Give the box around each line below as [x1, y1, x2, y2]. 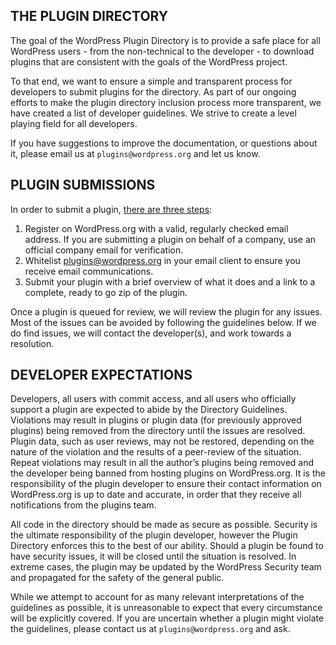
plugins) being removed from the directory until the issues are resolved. [10, 425, 306, 437]
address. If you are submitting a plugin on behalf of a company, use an [24, 233, 317, 245]
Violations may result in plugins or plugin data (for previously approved [10, 414, 302, 426]
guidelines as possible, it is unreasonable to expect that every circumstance [10, 602, 323, 614]
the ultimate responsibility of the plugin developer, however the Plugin [10, 529, 298, 541]
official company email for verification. [24, 244, 184, 256]
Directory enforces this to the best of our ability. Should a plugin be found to [10, 540, 324, 552]
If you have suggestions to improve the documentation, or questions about [10, 137, 318, 149]
